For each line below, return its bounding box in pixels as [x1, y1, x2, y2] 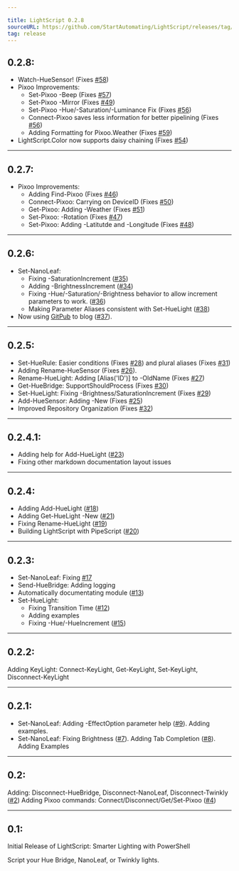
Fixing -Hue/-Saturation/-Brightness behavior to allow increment [28, 289, 218, 298]
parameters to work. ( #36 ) [28, 297, 106, 306]
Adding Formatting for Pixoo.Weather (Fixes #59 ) [28, 129, 173, 137]
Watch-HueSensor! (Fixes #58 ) [17, 76, 109, 84]
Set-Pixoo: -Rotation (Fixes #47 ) [28, 213, 123, 221]
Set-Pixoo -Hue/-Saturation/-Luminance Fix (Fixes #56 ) [28, 106, 192, 114]
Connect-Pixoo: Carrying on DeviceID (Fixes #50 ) [28, 198, 174, 206]
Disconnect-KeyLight [7, 673, 70, 681]
